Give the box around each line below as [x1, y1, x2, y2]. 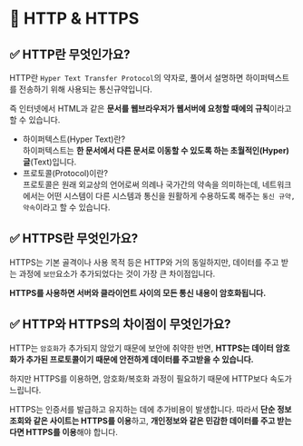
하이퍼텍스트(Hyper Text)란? [22, 134, 125, 144]
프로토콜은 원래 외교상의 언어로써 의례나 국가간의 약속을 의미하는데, [22, 179, 260, 190]
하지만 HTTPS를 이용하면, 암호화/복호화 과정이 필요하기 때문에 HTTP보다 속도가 [9, 372, 292, 384]
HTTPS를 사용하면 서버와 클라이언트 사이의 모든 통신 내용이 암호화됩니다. [9, 287, 267, 298]
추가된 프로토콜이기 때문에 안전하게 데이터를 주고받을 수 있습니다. [25, 353, 254, 364]
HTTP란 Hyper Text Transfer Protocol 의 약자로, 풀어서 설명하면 [9, 73, 244, 83]
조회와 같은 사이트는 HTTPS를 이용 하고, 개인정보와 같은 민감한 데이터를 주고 [9, 415, 276, 426]
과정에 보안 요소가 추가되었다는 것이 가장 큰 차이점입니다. [18, 268, 216, 279]
